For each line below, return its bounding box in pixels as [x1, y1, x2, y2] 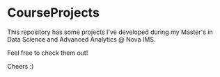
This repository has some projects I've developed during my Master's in [7, 28, 214, 36]
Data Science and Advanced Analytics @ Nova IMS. [7, 35, 156, 43]
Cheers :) [7, 62, 34, 70]
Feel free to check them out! [7, 49, 88, 57]
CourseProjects [7, 5, 100, 21]
